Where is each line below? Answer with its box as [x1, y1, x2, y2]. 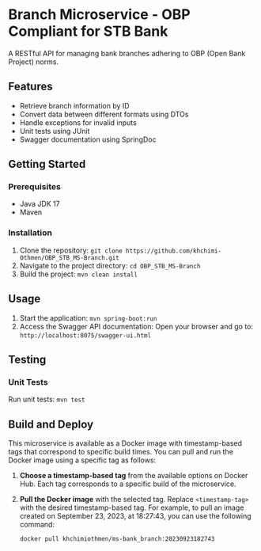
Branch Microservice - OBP [8, 6, 191, 24]
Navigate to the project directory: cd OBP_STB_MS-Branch [19, 260, 201, 270]
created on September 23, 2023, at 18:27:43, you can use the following [19, 511, 252, 521]
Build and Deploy [8, 417, 93, 431]
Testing [8, 352, 47, 366]
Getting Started [8, 158, 86, 171]
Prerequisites [8, 181, 61, 192]
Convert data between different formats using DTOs [19, 109, 189, 119]
